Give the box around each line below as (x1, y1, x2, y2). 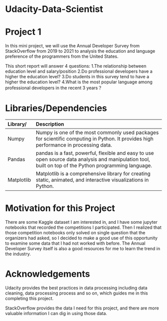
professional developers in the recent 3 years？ (5, 85, 103, 91)
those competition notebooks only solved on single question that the (5, 230, 146, 235)
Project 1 (5, 26, 41, 38)
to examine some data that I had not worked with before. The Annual (5, 240, 146, 246)
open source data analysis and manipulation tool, (35, 156, 150, 163)
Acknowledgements (5, 268, 90, 280)
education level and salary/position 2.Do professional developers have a (5, 68, 153, 74)
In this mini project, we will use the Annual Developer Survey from (5, 43, 140, 49)
